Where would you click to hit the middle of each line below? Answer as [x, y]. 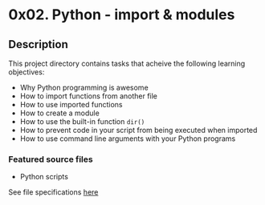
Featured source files [51, 159]
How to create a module [60, 113]
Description [38, 44]
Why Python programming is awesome [84, 87]
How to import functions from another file [89, 96]
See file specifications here [53, 192]
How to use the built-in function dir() [82, 121]
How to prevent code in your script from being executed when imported [139, 130]
